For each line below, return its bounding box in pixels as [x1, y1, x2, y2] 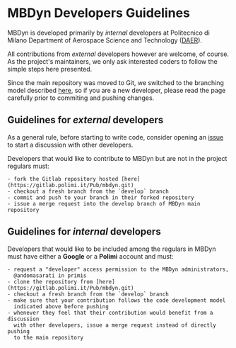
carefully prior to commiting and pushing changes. [7, 94, 155, 102]
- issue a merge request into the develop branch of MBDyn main [7, 200, 201, 207]
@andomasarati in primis [13, 271, 87, 279]
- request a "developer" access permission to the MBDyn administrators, [7, 266, 230, 273]
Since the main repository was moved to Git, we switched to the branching [7, 78, 225, 86]
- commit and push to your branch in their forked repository [7, 193, 194, 201]
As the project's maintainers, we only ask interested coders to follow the [7, 57, 218, 65]
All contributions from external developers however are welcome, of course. [7, 50, 230, 58]
